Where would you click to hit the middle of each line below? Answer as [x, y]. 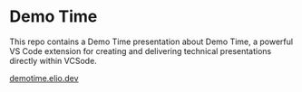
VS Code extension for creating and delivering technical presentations [141, 51]
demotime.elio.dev [44, 78]
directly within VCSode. [53, 60]
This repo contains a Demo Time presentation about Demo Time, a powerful [151, 41]
